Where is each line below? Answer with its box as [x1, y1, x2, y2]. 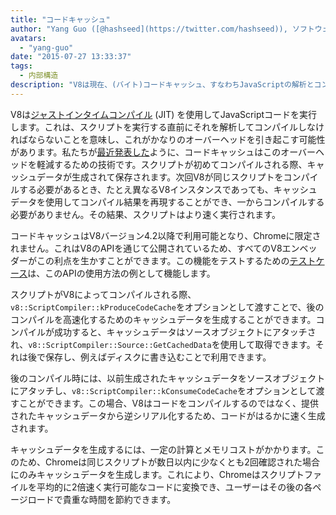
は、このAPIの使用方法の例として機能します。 [27, 267, 216, 279]
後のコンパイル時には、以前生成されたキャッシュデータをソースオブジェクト [10, 372, 326, 384]
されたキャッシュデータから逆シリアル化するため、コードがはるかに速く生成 [10, 409, 326, 421]
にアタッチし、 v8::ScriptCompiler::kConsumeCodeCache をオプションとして [10, 384, 317, 396]
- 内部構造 [19, 71, 59, 81]
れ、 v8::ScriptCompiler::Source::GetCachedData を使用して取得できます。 [10, 338, 316, 350]
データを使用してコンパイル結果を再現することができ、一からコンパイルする [10, 196, 325, 208]
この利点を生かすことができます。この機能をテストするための [36, 254, 290, 266]
